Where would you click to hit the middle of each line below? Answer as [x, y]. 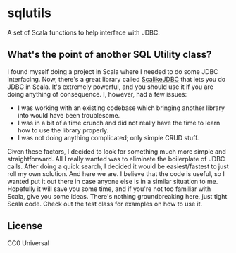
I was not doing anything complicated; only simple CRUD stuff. [108, 137]
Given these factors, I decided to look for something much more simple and [117, 151]
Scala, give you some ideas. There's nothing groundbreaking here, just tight [117, 196]
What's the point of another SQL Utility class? [110, 55]
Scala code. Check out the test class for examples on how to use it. [105, 204]
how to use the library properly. [63, 130]
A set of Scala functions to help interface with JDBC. [83, 32]
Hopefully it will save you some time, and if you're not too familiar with [109, 189]
